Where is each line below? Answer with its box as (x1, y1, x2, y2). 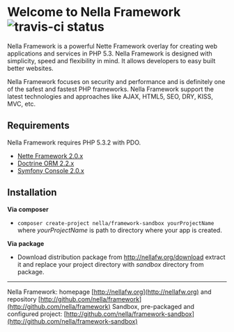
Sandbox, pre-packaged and (112, 302, 195, 310)
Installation (7, 187, 57, 199)
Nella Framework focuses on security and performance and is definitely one (7, 77, 226, 85)
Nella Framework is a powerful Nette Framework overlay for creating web (7, 42, 218, 50)
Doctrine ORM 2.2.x (17, 159, 75, 167)
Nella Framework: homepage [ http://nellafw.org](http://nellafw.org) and (7, 288, 212, 296)
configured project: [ (7, 310, 67, 318)
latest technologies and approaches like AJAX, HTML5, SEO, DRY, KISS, (7, 92, 214, 101)
